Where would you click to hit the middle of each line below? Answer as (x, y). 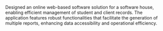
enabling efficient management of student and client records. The (74, 12)
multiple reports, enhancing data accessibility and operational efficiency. (81, 23)
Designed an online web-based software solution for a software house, (79, 7)
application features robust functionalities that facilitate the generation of (82, 18)
